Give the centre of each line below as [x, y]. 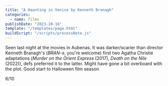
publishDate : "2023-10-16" [34, 24]
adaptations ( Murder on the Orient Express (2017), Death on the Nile [76, 58]
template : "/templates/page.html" [42, 29]
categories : [18, 15]
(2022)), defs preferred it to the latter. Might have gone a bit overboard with [84, 64]
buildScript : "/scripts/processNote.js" [48, 33]
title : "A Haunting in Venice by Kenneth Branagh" [60, 10]
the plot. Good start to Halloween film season [52, 69]
